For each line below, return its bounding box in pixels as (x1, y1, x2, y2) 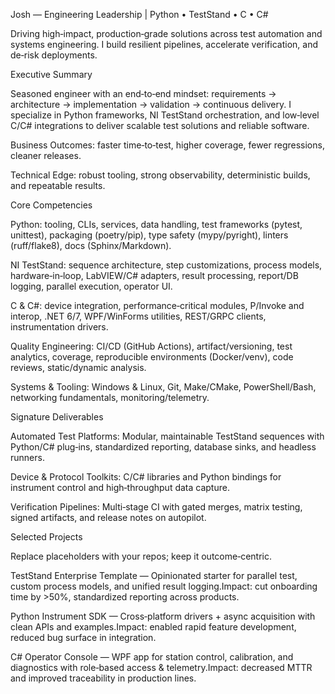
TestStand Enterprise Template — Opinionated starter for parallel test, (10, 570, 298, 581)
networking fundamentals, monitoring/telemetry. (10, 392, 210, 403)
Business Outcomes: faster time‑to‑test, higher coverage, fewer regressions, (10, 139, 325, 151)
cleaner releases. (10, 150, 82, 161)
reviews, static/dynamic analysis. (10, 362, 147, 373)
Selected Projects (10, 531, 83, 543)
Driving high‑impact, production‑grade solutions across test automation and (10, 28, 323, 39)
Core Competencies (10, 199, 93, 211)
